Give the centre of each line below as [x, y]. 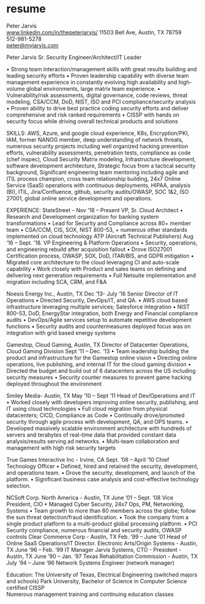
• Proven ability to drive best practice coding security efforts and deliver [98, 108]
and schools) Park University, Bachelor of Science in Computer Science [97, 581]
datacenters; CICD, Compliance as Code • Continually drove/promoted [95, 415]
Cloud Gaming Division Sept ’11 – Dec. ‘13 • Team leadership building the [98, 351]
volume [16, 88]
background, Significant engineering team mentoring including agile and [97, 172]
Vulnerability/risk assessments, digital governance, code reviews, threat [97, 95]
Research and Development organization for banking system [83, 216]
